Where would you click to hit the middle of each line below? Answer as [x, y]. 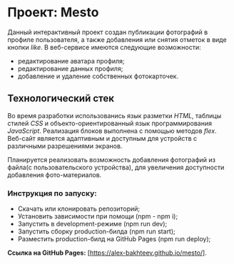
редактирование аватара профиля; [71, 60]
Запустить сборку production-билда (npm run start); [97, 231]
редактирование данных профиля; [70, 68]
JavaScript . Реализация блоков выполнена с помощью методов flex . [112, 131]
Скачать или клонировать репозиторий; [79, 209]
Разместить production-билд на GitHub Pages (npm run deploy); [114, 239]
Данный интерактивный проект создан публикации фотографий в [108, 32]
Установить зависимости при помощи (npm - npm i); [98, 216]
